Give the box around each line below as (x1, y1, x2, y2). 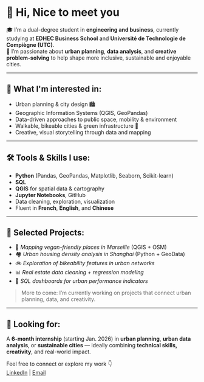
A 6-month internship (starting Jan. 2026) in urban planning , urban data (6, 335, 191, 342)
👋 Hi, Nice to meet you (6, 5, 120, 19)
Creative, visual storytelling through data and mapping (15, 128, 151, 136)
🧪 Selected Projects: (6, 227, 85, 238)
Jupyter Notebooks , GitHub (15, 191, 86, 198)
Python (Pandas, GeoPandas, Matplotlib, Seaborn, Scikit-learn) (15, 172, 174, 179)
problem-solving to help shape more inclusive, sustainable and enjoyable (6, 54, 191, 61)
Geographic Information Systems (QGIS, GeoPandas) (15, 109, 148, 116)
